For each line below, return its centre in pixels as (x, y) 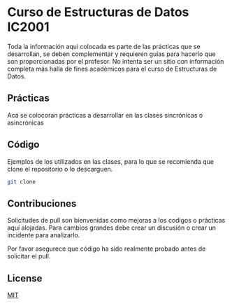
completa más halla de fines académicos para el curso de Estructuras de (112, 69)
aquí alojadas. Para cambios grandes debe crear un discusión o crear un (112, 228)
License (25, 278)
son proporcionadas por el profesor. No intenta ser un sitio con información (116, 61)
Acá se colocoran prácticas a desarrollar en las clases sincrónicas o (105, 115)
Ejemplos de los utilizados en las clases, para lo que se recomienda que (111, 161)
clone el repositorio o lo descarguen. (60, 169)
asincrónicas (26, 123)
